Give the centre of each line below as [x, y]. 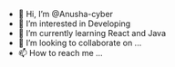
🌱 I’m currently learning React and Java [92, 33]
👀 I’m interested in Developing [74, 24]
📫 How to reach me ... [60, 53]
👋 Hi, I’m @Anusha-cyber [66, 14]
